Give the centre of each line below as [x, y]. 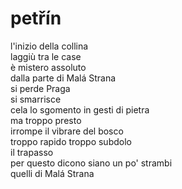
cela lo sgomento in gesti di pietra [80, 109]
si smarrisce [36, 99]
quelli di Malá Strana [52, 173]
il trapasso [32, 152]
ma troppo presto [46, 120]
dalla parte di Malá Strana [63, 78]
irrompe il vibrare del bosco [67, 131]
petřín [36, 18]
